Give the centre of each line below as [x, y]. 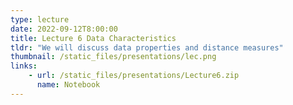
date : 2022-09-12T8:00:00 [64, 29]
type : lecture [40, 19]
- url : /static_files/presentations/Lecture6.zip [134, 76]
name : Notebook [68, 85]
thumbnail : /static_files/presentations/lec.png [113, 57]
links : [24, 66]
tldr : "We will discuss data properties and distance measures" [147, 47]
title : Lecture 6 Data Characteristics [93, 38]
